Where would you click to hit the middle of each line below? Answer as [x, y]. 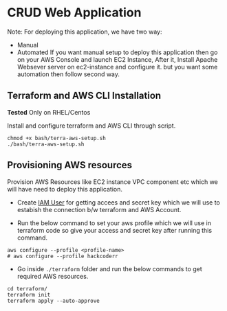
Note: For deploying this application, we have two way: [85, 32]
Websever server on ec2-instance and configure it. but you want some [117, 67]
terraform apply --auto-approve [53, 301]
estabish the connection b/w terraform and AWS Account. [99, 209]
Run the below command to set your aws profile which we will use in [114, 223]
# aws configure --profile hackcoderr [63, 256]
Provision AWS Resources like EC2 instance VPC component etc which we [113, 182]
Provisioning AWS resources [70, 165]
